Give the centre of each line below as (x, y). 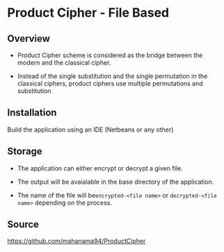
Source (23, 225)
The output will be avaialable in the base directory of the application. (115, 182)
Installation (32, 113)
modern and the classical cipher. (64, 63)
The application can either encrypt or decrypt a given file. (100, 168)
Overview (29, 39)
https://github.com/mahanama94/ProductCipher (77, 241)
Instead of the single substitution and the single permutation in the (112, 76)
